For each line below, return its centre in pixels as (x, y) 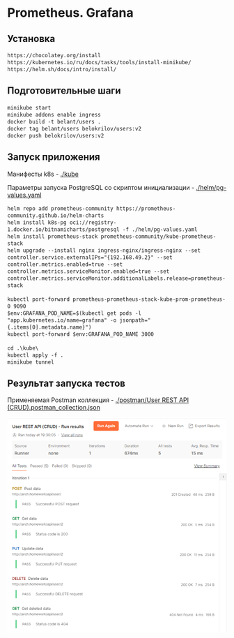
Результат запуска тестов (66, 384)
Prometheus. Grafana (70, 13)
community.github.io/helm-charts (56, 215)
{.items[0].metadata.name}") (49, 327)
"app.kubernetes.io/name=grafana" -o (62, 320)
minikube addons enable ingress (54, 114)
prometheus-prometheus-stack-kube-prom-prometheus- (149, 299)
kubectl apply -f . (36, 355)
